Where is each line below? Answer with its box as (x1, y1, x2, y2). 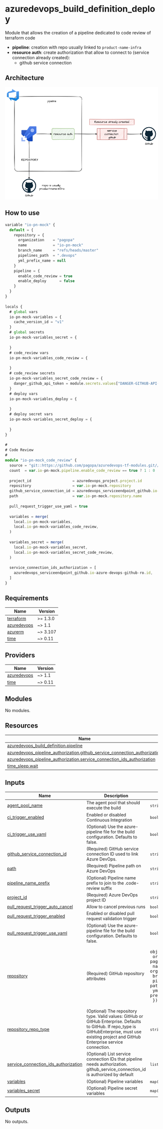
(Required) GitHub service (86, 846, 139, 852)
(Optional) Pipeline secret (86, 1085, 137, 1091)
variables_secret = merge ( (9, 540, 64, 545)
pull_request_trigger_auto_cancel (7, 904, 73, 910)
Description (104, 793, 129, 799)
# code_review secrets (9, 371, 55, 376)
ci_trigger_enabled (7, 814, 45, 820)
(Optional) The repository (86, 1008, 137, 1014)
